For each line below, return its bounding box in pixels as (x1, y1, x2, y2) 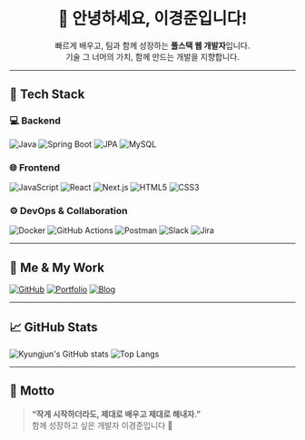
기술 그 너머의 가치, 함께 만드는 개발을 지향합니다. (64, 51, 241, 62)
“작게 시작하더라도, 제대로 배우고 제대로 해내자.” (31, 408, 202, 419)
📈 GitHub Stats (9, 319, 98, 336)
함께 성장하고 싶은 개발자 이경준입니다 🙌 (31, 419, 173, 431)
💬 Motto (9, 383, 55, 399)
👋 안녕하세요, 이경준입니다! (57, 8, 248, 29)
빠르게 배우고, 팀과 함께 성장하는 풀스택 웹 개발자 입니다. (54, 40, 251, 51)
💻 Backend (9, 114, 61, 127)
